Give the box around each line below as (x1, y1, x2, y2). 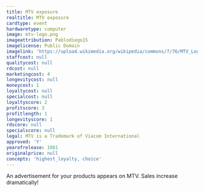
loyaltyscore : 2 (6, 99, 47, 105)
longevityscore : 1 (6, 116, 53, 122)
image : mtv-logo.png (6, 32, 59, 38)
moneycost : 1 (6, 83, 39, 89)
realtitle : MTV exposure (6, 15, 69, 21)
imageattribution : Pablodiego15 (6, 37, 88, 43)
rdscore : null (6, 122, 42, 128)
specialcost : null (6, 94, 53, 100)
